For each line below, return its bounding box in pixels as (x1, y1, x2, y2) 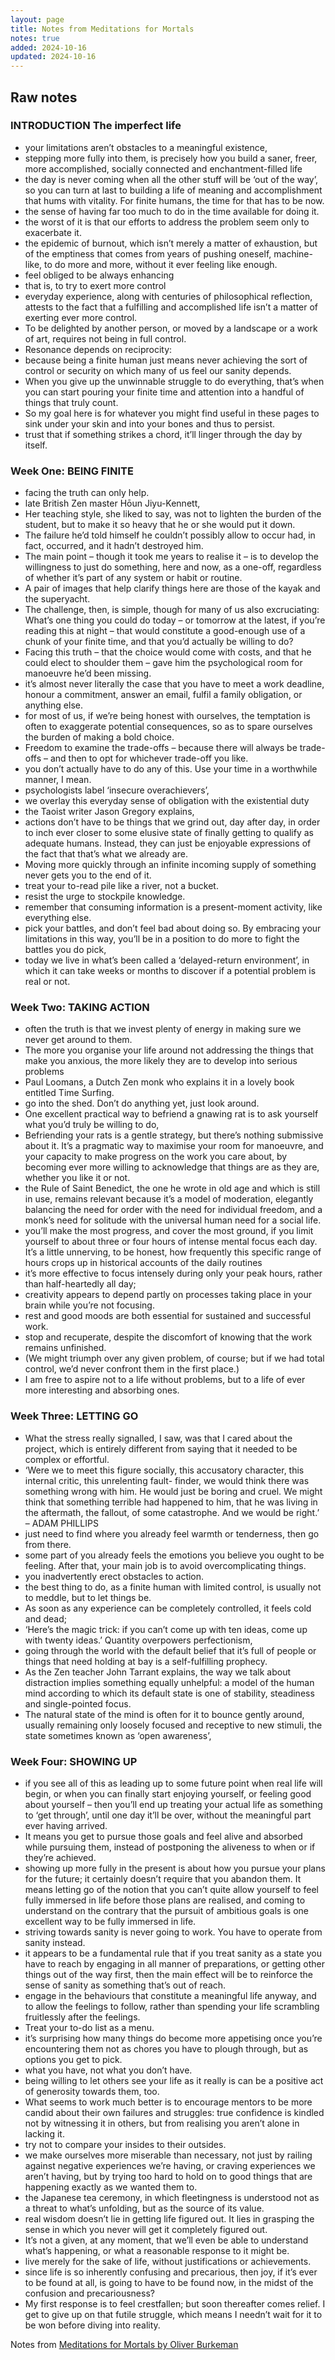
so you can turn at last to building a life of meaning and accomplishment (24, 184, 323, 196)
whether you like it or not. (24, 1172, 131, 1184)
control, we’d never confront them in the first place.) (24, 1363, 240, 1375)
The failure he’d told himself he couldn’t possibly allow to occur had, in (24, 529, 316, 541)
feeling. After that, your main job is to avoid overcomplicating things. (24, 1559, 307, 1571)
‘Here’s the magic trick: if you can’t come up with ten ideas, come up (24, 1623, 308, 1635)
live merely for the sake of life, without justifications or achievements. (24, 2256, 312, 2267)
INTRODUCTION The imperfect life (10, 119, 182, 133)
